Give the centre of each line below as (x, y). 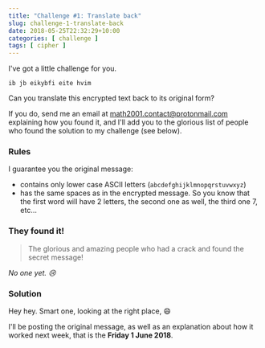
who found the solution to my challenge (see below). (95, 131)
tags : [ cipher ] (37, 46)
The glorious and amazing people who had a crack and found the (136, 248)
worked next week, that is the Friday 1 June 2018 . (91, 335)
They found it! (36, 231)
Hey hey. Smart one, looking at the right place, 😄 (90, 311)
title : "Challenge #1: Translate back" (75, 16)
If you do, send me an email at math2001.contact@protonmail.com (118, 114)
